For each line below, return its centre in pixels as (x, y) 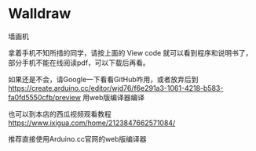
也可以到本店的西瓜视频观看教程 (60, 113)
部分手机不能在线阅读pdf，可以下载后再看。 (79, 63)
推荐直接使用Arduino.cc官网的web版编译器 (77, 138)
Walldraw (40, 14)
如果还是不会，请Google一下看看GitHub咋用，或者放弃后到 (103, 79)
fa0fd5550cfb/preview (44, 97)
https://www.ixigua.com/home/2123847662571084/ (92, 123)
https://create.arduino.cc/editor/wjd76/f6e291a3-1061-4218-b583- (116, 88)
